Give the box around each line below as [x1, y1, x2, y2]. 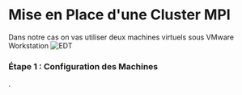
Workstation [8, 40, 49, 50]
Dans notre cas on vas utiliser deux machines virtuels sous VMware [8, 32, 235, 42]
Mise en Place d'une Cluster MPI [8, 6, 231, 24]
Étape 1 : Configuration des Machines [8, 60, 159, 72]
